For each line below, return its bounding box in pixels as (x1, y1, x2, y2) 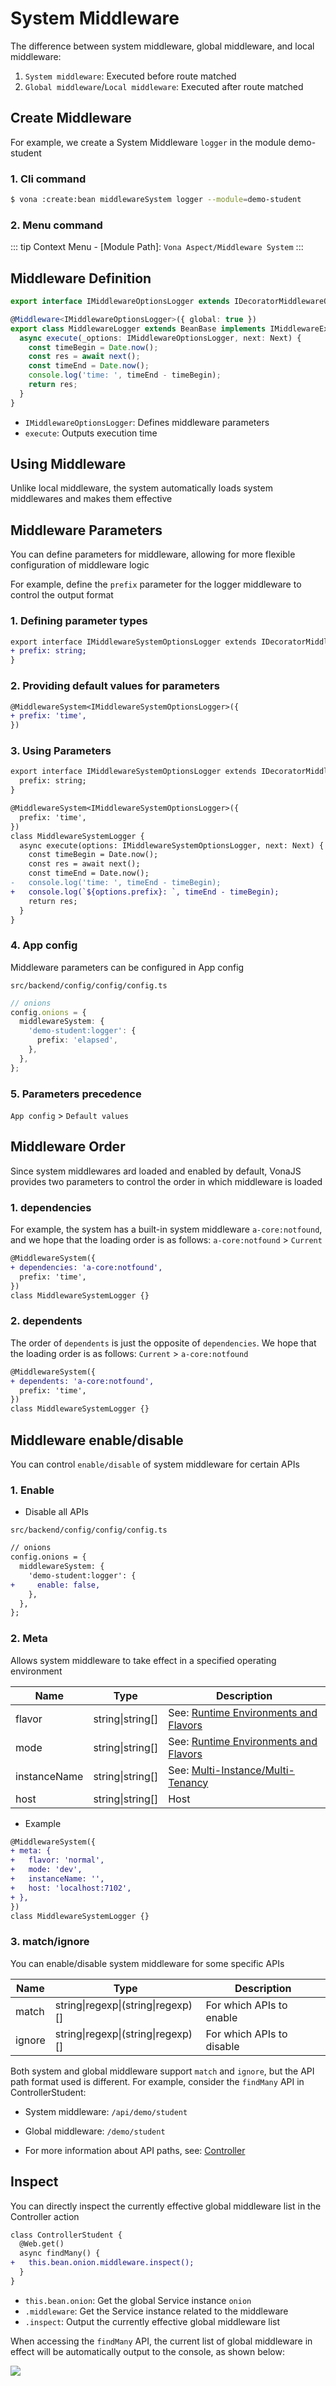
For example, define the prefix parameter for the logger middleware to (10, 578, 302, 591)
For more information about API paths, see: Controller (24, 2144, 246, 2156)
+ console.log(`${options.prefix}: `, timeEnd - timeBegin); (10, 887, 280, 897)
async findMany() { (19, 2248, 101, 2259)
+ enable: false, (10, 1580, 101, 1590)
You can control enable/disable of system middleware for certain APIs (10, 1458, 300, 1470)
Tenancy (168, 1775, 209, 1789)
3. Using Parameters (10, 744, 112, 758)
